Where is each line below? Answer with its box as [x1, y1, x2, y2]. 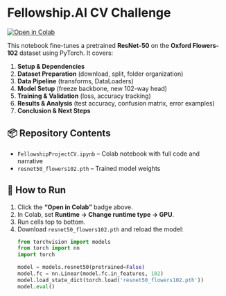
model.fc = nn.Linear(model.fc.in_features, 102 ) [17, 270, 164, 277]
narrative [17, 156, 44, 165]
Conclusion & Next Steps [17, 106, 91, 115]
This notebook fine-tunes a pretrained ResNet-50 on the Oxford [7, 41, 192, 49]
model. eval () [17, 283, 55, 290]
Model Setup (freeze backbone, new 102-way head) [17, 84, 168, 92]
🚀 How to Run [7, 184, 67, 196]
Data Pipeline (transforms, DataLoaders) [17, 76, 134, 85]
